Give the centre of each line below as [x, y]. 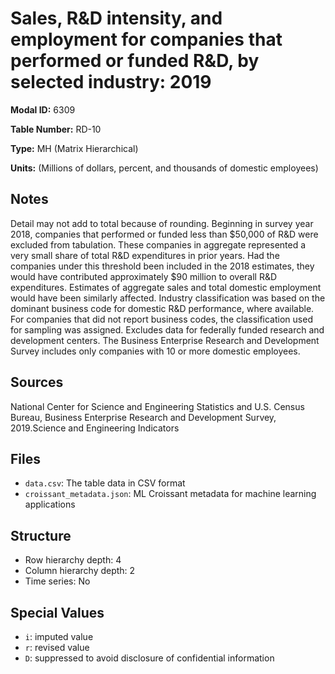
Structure [41, 535]
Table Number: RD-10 [56, 129]
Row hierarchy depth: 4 [73, 560]
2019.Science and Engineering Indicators [95, 428]
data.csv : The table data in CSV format [105, 483]
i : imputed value [59, 636]
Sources [37, 382]
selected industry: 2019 [111, 82]
